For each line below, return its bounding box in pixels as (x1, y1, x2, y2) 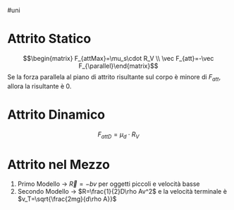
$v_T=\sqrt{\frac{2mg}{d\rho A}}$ (17, 194, 117, 204)
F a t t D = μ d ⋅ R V (97, 130, 140, 140)
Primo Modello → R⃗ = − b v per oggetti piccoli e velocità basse (17, 180, 200, 188)
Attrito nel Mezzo (7, 156, 111, 173)
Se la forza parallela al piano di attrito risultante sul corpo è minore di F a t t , (7, 72, 221, 83)
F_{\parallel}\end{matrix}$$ (78, 62, 159, 70)
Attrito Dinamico (7, 106, 106, 122)
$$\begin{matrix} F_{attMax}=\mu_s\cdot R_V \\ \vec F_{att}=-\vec (23, 54, 214, 62)
